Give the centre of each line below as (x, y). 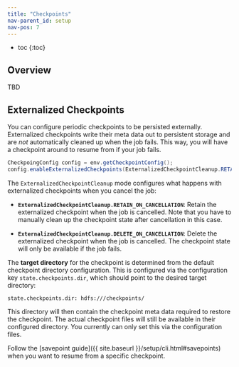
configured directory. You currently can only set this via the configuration (115, 326)
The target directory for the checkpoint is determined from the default (111, 262)
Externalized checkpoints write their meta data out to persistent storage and (119, 134)
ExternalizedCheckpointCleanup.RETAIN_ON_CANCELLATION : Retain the (117, 204)
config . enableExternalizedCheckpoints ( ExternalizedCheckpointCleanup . (114, 169)
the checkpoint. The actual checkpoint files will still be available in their (111, 319)
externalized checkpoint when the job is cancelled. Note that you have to (124, 212)
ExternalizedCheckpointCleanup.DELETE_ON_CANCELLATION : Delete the (117, 233)
